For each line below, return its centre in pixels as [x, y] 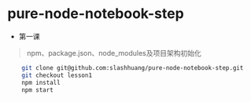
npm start [38, 90]
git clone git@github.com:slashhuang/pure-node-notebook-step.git [133, 67]
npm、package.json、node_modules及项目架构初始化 [114, 53]
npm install [41, 82]
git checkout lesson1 [57, 75]
